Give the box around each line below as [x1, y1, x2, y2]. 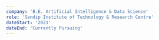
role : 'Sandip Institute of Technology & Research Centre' [6, 14, 154, 20]
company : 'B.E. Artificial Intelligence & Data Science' [6, 8, 149, 15]
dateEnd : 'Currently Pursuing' [6, 25, 83, 31]
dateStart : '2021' [6, 19, 51, 25]
